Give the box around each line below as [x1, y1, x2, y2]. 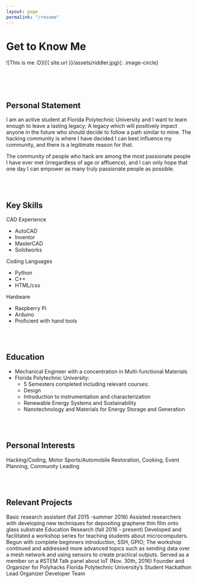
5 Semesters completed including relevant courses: [23, 380, 149, 388]
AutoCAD [14, 227, 38, 234]
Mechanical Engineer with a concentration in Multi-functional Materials [14, 368, 188, 375]
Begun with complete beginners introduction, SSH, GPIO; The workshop [6, 538, 182, 545]
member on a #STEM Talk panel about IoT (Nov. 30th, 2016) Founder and [6, 557, 185, 564]
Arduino [14, 311, 34, 318]
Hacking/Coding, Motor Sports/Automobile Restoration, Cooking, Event [6, 456, 179, 463]
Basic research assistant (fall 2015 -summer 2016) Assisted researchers [6, 513, 182, 520]
